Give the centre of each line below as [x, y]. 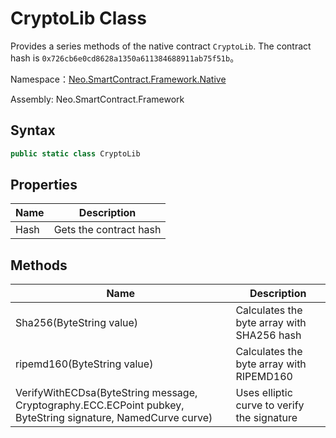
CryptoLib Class [78, 18]
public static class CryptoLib [75, 153]
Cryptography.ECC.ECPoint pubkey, [100, 405]
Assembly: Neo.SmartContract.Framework [97, 99]
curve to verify [270, 405]
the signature [266, 418]
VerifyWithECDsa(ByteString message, [106, 393]
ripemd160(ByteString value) [84, 364]
